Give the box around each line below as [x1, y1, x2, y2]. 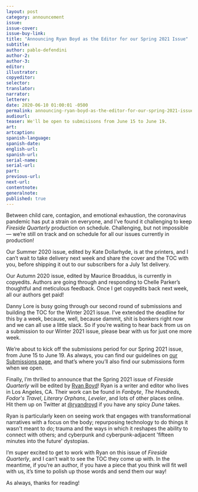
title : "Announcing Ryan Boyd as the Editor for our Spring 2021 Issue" [6, 36, 189, 42]
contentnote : [6, 184, 38, 190]
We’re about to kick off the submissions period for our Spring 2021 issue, [6, 345, 183, 352]
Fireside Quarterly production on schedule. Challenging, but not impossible [6, 224, 189, 231]
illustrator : [6, 69, 38, 75]
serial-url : [6, 163, 35, 169]
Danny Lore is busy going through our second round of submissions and [6, 303, 182, 310]
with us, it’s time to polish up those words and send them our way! [6, 468, 167, 475]
